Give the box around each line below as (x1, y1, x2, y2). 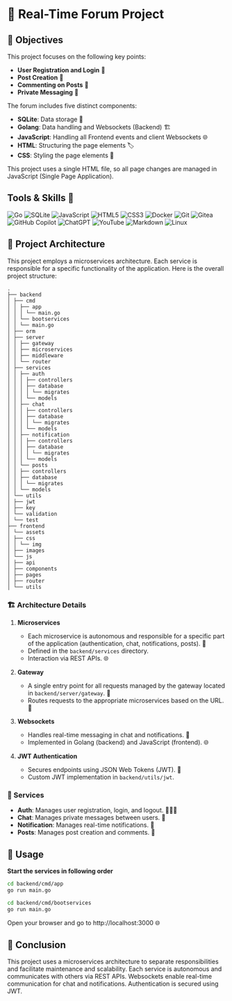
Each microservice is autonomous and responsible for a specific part (27, 631, 225, 640)
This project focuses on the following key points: (7, 52, 147, 61)
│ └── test (7, 517, 39, 523)
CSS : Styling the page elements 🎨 (17, 151, 115, 159)
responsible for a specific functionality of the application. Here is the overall (7, 264, 224, 272)
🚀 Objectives (7, 34, 64, 46)
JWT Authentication (17, 752, 78, 760)
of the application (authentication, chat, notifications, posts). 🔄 (27, 639, 206, 647)
